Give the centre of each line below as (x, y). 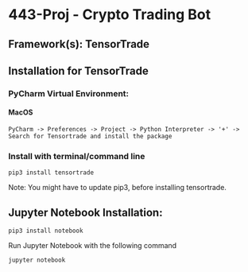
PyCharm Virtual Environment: (69, 93)
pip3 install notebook (46, 231)
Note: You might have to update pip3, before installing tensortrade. (117, 188)
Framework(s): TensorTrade (79, 44)
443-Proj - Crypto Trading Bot (110, 15)
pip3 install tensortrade (51, 173)
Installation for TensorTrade (78, 70)
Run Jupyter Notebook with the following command (93, 246)
